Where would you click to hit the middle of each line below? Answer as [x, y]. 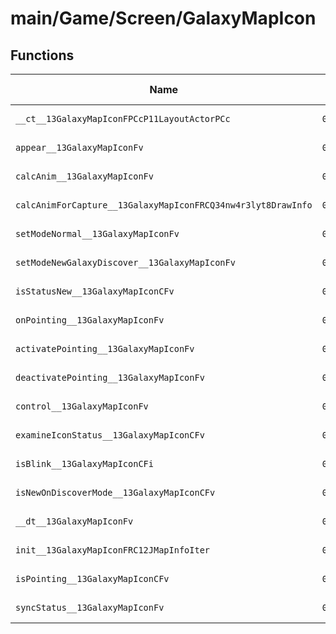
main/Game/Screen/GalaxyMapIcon [163, 18]
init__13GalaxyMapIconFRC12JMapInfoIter [112, 550]
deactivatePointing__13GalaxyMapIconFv [110, 377]
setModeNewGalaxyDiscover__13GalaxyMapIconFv [125, 262]
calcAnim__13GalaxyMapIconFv [84, 176]
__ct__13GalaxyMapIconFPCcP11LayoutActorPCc [123, 118]
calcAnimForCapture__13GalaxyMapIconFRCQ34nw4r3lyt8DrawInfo [164, 205]
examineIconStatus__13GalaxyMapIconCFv [110, 435]
